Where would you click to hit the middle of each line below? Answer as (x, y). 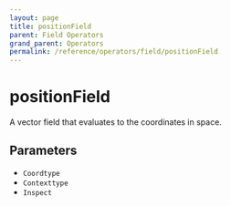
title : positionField (51, 26)
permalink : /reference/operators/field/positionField (114, 52)
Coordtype (42, 173)
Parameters (43, 151)
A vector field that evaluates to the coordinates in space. (115, 122)
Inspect (37, 192)
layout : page (34, 18)
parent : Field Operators (57, 35)
